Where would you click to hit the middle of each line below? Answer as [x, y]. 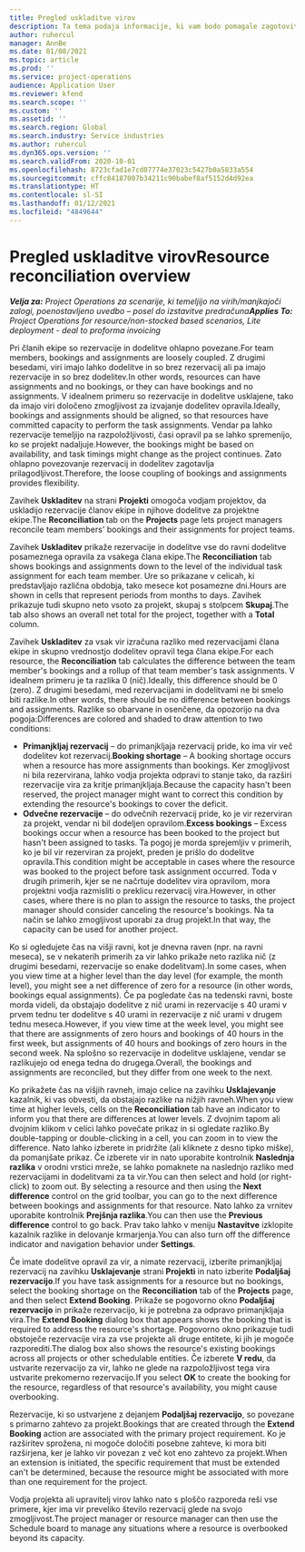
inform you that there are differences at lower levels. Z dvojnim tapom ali [145, 1118]
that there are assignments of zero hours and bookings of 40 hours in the [147, 1033]
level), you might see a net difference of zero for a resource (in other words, [151, 985]
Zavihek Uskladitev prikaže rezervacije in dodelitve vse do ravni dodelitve [148, 546]
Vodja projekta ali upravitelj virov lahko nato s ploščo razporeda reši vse [144, 1499]
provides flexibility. [44, 483]
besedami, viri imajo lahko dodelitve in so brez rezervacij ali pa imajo [138, 367]
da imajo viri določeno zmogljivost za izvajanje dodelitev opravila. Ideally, [145, 406]
